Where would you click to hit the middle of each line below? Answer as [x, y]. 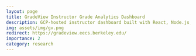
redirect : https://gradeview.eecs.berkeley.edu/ [66, 33]
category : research [30, 44]
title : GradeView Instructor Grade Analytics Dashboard [75, 17]
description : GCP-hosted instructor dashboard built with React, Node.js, [99, 22]
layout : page [22, 11]
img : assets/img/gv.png [35, 28]
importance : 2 [23, 38]
